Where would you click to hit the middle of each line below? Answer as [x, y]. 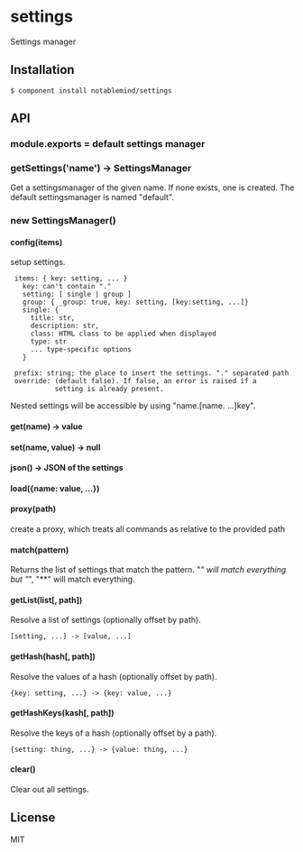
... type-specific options [81, 350]
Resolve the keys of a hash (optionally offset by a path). [114, 733]
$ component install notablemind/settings [91, 91]
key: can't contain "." [67, 287]
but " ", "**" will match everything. [73, 580]
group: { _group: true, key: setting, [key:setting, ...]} [135, 302]
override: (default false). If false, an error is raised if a [135, 381]
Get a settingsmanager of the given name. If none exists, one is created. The [152, 188]
